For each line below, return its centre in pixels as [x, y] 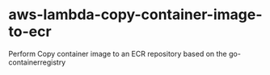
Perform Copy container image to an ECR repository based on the [118, 53]
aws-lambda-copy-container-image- [135, 15]
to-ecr [30, 32]
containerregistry [37, 62]
